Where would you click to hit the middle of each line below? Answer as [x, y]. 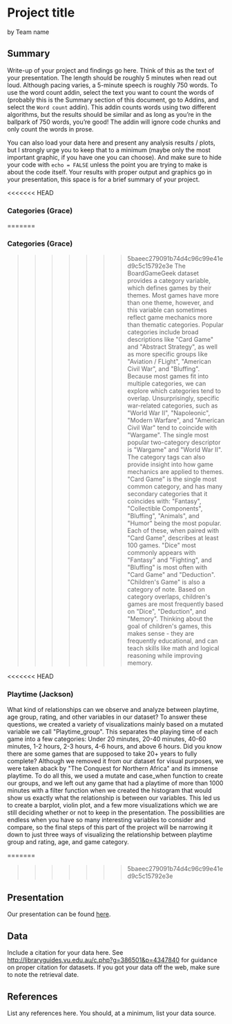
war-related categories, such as [173, 405]
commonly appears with [162, 553]
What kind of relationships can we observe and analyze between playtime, [113, 709]
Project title [41, 13]
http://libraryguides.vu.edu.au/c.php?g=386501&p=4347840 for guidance [112, 960]
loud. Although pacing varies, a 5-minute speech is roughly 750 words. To [113, 85]
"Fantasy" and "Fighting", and [170, 560]
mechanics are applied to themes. [176, 472]
